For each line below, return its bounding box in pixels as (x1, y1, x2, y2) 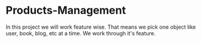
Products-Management (5, 4, 126, 17)
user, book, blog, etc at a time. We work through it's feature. (5, 29, 156, 36)
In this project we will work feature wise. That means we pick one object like (5, 23, 197, 30)
